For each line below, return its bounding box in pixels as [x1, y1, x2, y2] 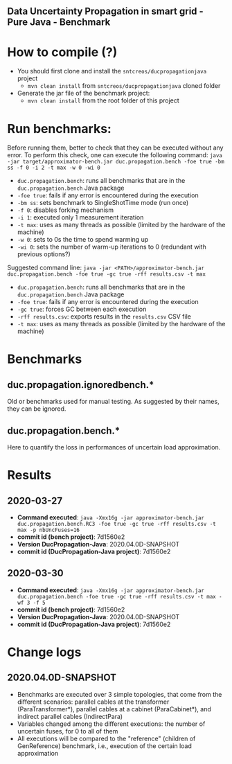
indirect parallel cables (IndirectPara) [17, 712, 123, 720]
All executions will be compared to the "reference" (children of [17, 734, 196, 743]
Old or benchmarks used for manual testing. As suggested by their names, [7, 398, 220, 406]
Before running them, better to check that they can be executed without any [7, 143, 224, 152]
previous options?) [17, 250, 71, 258]
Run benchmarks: [7, 121, 112, 136]
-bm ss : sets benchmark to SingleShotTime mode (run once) [17, 199, 189, 207]
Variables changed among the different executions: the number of [17, 720, 206, 728]
